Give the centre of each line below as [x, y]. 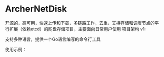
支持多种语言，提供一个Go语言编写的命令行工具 [53, 39]
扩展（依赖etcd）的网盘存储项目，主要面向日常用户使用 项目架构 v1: [77, 29]
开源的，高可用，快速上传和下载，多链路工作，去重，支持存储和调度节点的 [80, 23]
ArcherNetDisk [36, 9]
